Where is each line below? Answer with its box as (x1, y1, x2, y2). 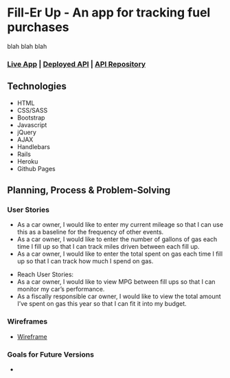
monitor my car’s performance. (16, 285, 105, 293)
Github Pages (16, 164, 56, 173)
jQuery (16, 128, 36, 136)
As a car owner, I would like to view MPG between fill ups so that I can (16, 278, 216, 286)
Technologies (7, 80, 67, 92)
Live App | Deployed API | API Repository (7, 59, 146, 69)
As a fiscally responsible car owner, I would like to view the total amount (16, 292, 221, 300)
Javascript (16, 120, 47, 129)
